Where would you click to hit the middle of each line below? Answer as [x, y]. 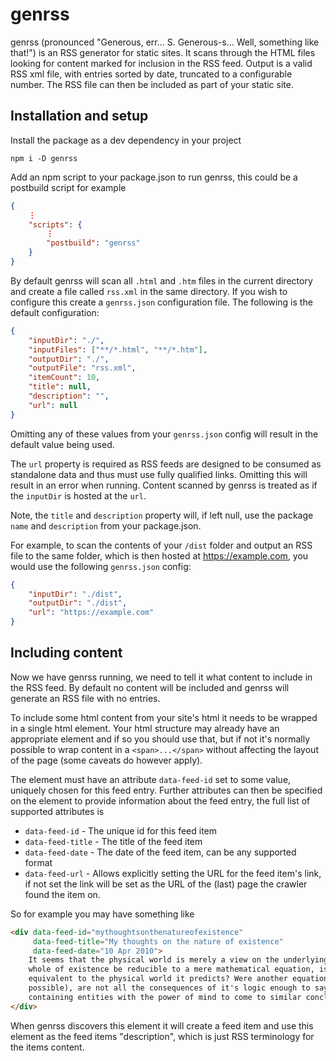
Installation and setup [79, 116]
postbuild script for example [68, 187]
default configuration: [55, 312]
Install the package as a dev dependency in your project [126, 140]
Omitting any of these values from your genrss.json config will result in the [164, 434]
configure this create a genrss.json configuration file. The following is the [161, 302]
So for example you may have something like [102, 914]
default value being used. [62, 444]
